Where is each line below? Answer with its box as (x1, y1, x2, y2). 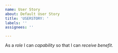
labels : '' (5, 20, 27, 26)
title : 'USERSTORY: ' (5, 16, 49, 21)
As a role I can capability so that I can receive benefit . (5, 42, 114, 48)
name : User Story (5, 7, 40, 12)
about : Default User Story (5, 12, 60, 16)
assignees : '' (5, 25, 34, 30)
